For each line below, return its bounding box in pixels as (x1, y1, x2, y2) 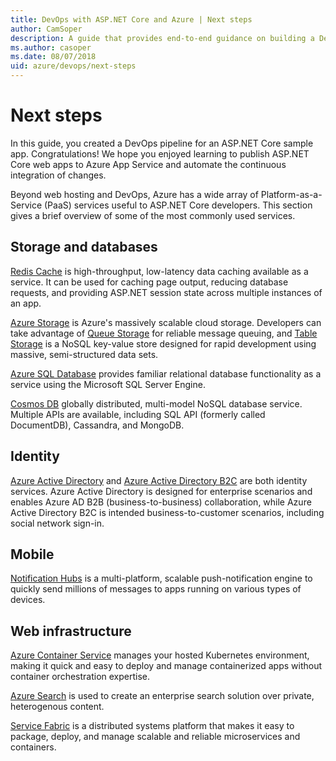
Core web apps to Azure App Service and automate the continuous (10, 158, 287, 170)
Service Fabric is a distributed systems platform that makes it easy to (10, 720, 295, 732)
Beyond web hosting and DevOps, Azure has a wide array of (10, 188, 259, 200)
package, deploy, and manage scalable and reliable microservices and (10, 731, 301, 743)
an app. (10, 297, 42, 309)
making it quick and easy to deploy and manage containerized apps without (10, 660, 323, 672)
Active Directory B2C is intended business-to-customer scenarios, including (10, 506, 325, 518)
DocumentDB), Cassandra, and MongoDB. (10, 419, 185, 431)
